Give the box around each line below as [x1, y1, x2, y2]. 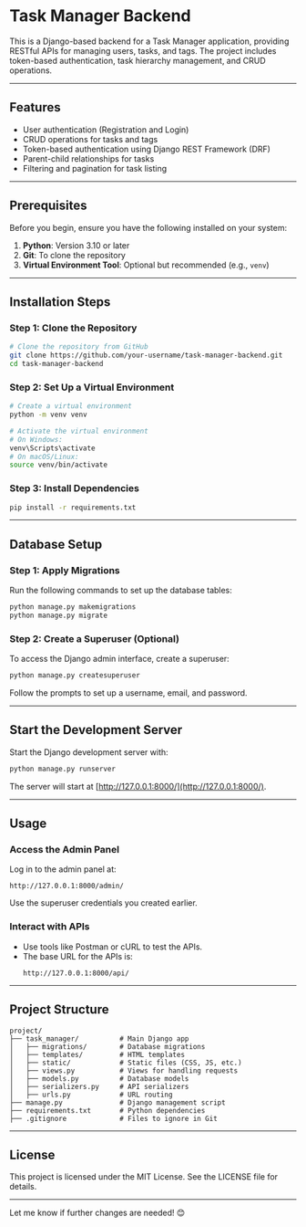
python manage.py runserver [9, 764, 117, 773]
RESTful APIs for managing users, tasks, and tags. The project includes [9, 45, 277, 56]
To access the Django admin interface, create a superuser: [9, 654, 229, 665]
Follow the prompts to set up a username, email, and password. [9, 687, 248, 698]
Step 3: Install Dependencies [9, 482, 139, 495]
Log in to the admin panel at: [9, 864, 117, 875]
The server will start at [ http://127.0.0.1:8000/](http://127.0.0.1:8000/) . [9, 781, 267, 792]
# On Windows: [9, 435, 64, 444]
